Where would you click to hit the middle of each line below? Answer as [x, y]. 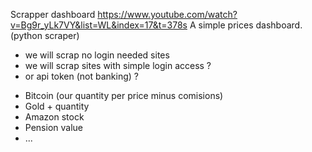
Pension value [53, 127]
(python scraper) [45, 35]
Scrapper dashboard [53, 14]
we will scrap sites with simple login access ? [118, 65]
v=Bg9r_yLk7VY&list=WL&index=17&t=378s [99, 25]
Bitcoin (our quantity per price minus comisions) [124, 95]
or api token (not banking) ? [82, 76]
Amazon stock [54, 117]
